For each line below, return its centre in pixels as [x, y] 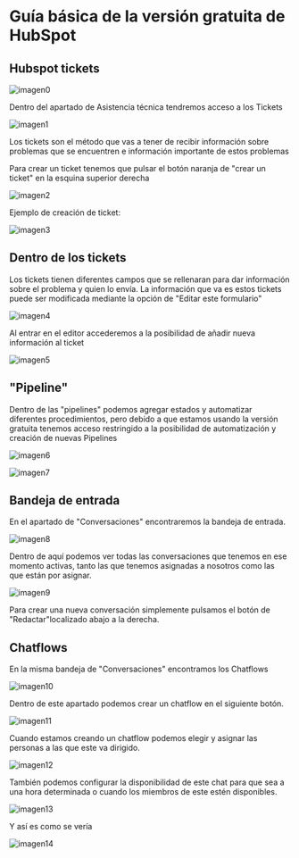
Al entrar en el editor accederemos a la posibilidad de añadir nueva [133, 333]
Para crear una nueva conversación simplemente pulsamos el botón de [140, 610]
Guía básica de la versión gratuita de [147, 17]
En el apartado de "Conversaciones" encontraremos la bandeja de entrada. [147, 522]
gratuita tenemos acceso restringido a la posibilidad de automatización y [143, 428]
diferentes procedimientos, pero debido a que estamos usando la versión [144, 419]
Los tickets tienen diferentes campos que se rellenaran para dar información [149, 279]
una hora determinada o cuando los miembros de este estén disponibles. [143, 792]
